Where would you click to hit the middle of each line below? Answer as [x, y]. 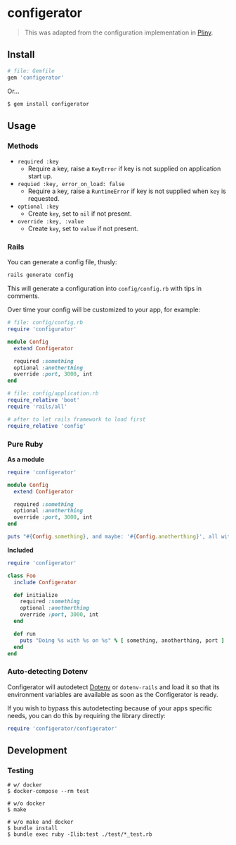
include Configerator [45, 582]
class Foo [22, 576]
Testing [20, 770]
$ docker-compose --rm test [48, 791]
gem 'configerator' [36, 78]
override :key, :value [51, 222]
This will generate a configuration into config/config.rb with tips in [105, 289]
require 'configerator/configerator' [63, 728]
